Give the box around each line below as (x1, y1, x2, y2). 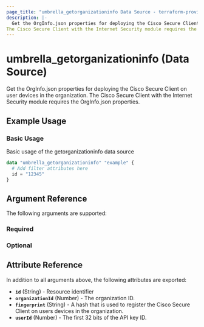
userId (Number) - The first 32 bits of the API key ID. (15, 314, 147, 321)
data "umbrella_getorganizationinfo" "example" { (6, 160, 135, 166)
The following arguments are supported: (6, 209, 107, 217)
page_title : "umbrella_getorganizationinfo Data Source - (6, 9, 156, 15)
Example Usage (6, 116, 67, 126)
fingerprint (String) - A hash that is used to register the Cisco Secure (15, 301, 190, 308)
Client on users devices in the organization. (15, 307, 124, 314)
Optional (6, 241, 32, 250)
